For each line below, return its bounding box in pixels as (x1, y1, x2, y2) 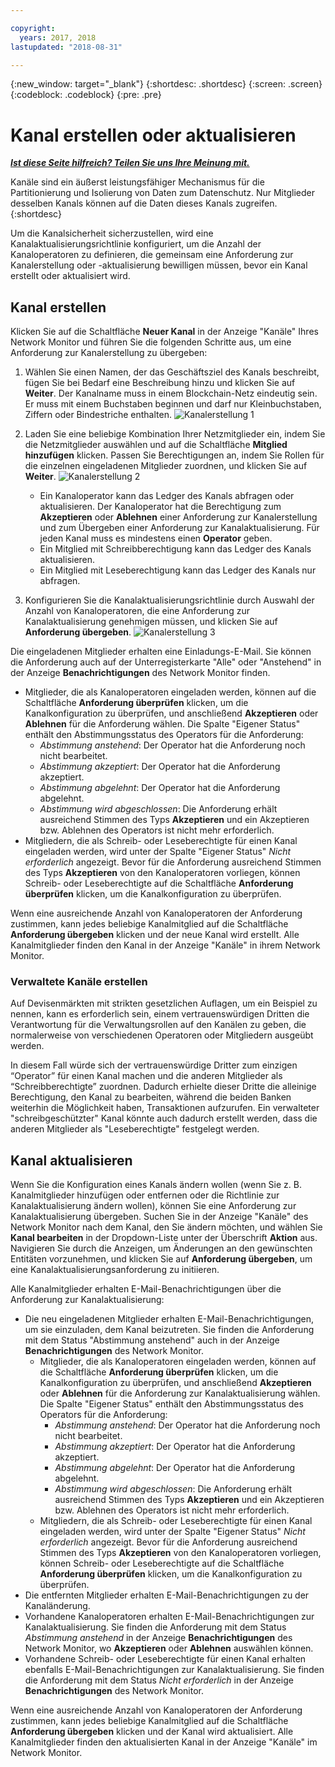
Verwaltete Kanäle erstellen (10, 975, 148, 989)
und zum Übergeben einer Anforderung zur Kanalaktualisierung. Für (39, 522, 320, 534)
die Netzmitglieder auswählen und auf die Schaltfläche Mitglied (24, 439, 288, 451)
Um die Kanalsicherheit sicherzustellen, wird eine (10, 227, 214, 240)
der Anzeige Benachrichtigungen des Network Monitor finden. (10, 667, 271, 679)
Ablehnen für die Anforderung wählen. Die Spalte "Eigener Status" (24, 718, 301, 730)
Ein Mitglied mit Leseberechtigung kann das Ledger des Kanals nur (39, 564, 317, 576)
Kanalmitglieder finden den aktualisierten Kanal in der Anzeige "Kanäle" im (10, 1736, 318, 1748)
